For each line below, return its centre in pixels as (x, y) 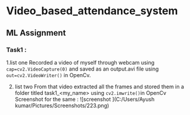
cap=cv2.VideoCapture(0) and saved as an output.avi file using (82, 69)
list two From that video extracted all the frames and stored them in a (99, 87)
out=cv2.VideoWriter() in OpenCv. (49, 75)
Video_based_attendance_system (92, 11)
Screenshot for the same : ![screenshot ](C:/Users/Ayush (85, 99)
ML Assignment (36, 33)
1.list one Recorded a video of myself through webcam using (80, 62)
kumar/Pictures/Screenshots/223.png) (62, 106)
